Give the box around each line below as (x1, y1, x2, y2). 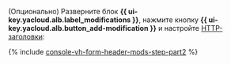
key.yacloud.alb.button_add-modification (8, 24, 149, 32)
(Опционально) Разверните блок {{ (8, 7, 127, 16)
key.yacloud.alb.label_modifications (8, 15, 131, 24)
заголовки (8, 32, 44, 41)
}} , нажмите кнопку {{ (131, 15, 207, 24)
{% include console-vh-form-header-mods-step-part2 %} (8, 47, 199, 56)
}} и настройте (150, 24, 200, 32)
